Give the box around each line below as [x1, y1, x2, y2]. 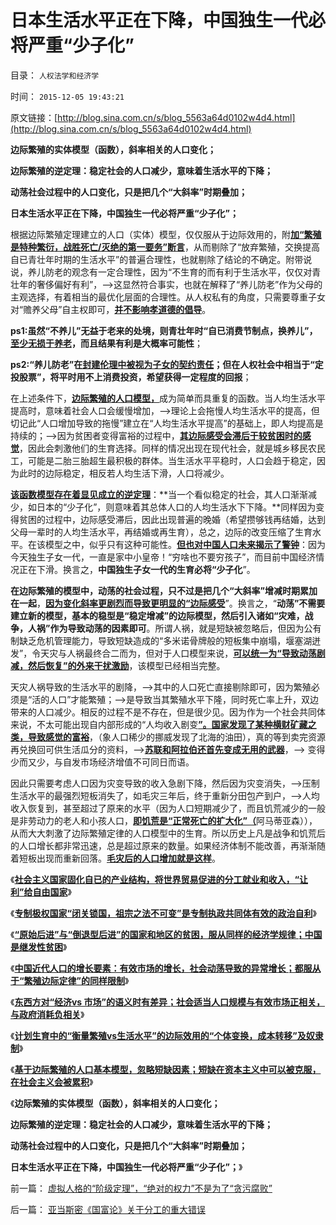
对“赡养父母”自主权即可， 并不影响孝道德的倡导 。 [10, 303, 212, 315]
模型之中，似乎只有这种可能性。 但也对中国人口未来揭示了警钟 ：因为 [44, 538, 326, 550]
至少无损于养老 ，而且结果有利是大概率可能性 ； [10, 337, 203, 349]
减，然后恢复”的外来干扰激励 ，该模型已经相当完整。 [10, 659, 226, 671]
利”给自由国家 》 [10, 886, 72, 898]
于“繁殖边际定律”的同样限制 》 [10, 974, 130, 986]
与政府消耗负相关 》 [10, 1008, 85, 1020]
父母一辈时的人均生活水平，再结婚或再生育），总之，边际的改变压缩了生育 [10, 526, 313, 538]
